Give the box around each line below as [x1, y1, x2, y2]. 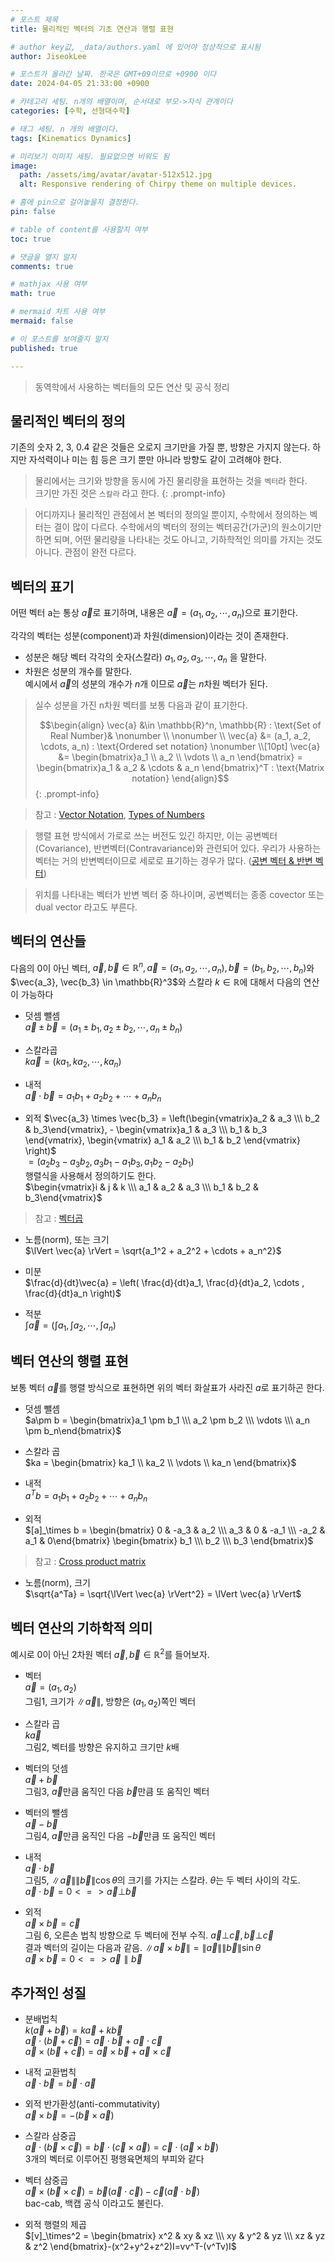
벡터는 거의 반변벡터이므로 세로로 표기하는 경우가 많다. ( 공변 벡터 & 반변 [34, 854, 313, 866]
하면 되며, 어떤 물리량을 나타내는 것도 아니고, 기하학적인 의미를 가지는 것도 [34, 534, 323, 546]
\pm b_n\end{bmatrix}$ [24, 1424, 122, 1436]
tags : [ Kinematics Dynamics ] [10, 133, 132, 143]
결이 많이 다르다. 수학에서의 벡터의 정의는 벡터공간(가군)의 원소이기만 [53, 521, 322, 533]
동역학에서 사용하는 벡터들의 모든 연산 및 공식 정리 [34, 381, 230, 393]
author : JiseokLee [10, 51, 87, 61]
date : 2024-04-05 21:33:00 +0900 [10, 79, 150, 89]
